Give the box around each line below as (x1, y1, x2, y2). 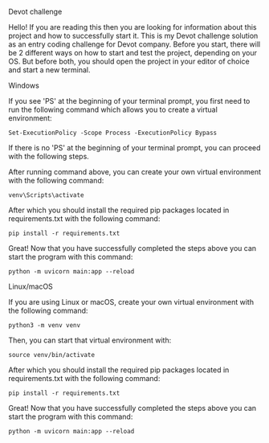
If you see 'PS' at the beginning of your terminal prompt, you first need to (8, 96, 251, 105)
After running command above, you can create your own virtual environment (8, 167, 261, 176)
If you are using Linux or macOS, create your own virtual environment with (8, 297, 255, 306)
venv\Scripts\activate (8, 191, 84, 199)
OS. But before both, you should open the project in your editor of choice (8, 56, 251, 66)
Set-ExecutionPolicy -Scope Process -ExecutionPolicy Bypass (8, 129, 218, 137)
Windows (8, 80, 40, 90)
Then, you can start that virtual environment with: (8, 335, 172, 345)
